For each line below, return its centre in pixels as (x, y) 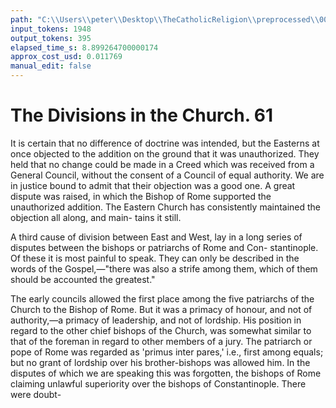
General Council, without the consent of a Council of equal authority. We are (167, 175)
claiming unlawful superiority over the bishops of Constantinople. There (158, 383)
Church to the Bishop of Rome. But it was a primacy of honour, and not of (161, 309)
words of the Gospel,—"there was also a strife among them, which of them (164, 268)
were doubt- (36, 394)
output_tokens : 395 (51, 38)
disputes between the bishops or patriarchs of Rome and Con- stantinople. (164, 247)
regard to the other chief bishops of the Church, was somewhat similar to (161, 330)
